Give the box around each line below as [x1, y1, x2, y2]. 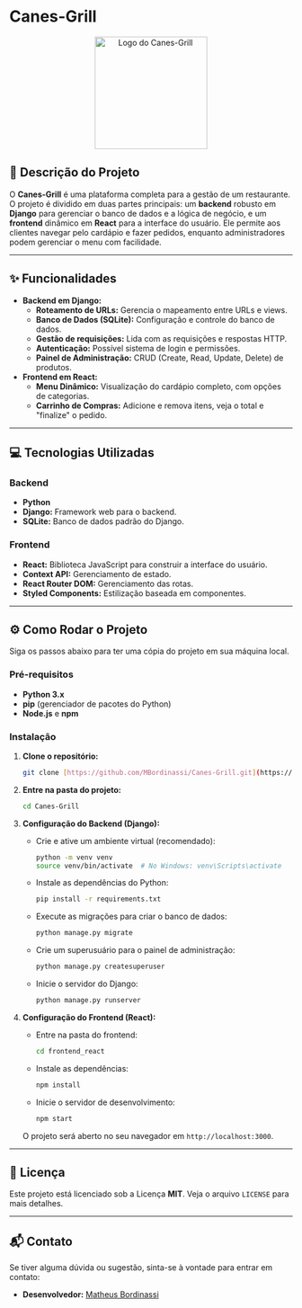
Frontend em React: [22, 371, 98, 382]
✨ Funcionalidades [9, 271, 117, 287]
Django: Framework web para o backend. [22, 506, 177, 518]
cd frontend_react [35, 1046, 105, 1055]
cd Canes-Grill [22, 802, 80, 811]
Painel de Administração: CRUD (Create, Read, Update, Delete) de [35, 352, 284, 363]
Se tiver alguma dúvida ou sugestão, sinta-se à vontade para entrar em [9, 1262, 273, 1273]
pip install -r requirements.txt [35, 894, 162, 904]
